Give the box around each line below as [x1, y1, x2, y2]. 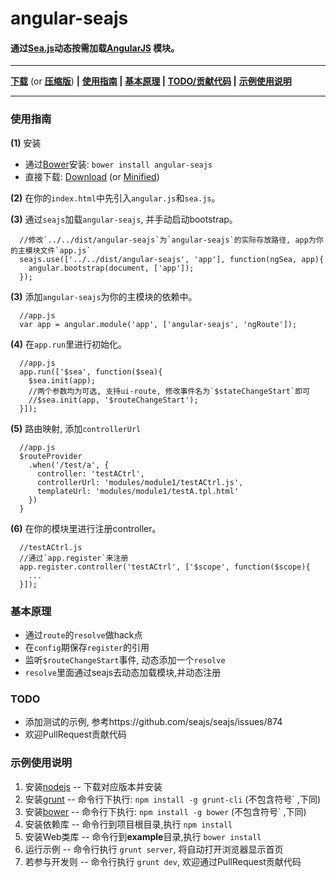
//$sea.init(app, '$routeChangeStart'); [28, 395, 199, 405]
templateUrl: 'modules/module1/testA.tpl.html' [36, 486, 240, 496]
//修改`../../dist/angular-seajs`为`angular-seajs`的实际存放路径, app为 [19, 235, 317, 245]
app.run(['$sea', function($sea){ [19, 367, 163, 377]
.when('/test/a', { [28, 460, 110, 470]
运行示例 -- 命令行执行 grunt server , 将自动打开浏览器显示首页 [24, 843, 284, 855]
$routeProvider [19, 451, 83, 461]
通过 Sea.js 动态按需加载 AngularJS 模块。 [10, 42, 180, 54]
